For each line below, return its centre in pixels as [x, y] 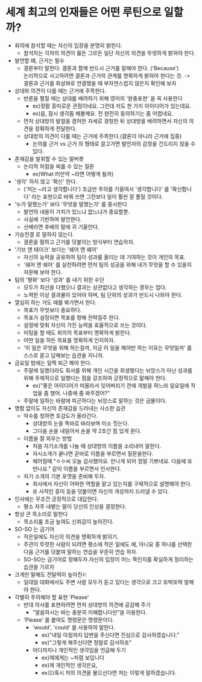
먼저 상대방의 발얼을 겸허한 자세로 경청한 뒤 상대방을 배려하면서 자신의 [106, 121]
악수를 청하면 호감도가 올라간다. [60, 415]
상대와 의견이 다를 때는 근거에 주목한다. [60, 91]
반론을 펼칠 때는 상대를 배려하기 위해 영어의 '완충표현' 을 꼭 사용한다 [103, 98]
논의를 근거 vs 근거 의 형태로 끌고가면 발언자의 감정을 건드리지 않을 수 [114, 143]
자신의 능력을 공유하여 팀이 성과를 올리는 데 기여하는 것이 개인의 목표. [105, 257]
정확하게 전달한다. [56, 128]
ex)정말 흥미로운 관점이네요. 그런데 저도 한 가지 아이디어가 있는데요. [112, 106]
